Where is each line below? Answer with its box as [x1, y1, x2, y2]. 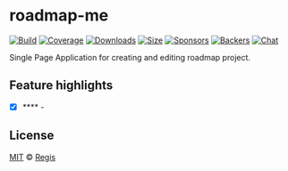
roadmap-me [9, 5, 109, 26]
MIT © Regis [9, 151, 56, 162]
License [9, 128, 55, 143]
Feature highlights [9, 77, 114, 94]
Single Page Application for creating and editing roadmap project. [9, 52, 251, 62]
